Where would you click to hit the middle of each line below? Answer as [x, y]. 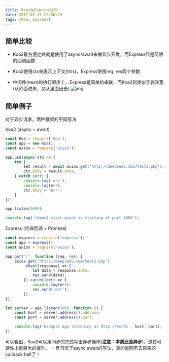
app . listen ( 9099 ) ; [25, 209]
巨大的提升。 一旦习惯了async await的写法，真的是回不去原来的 [89, 348]
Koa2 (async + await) [27, 129]
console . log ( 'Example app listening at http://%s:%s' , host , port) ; [88, 327]
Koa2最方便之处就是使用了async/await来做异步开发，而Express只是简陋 [88, 54]
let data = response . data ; [61, 271]
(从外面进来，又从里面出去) [41, 89]
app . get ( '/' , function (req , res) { [44, 257]
